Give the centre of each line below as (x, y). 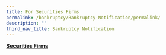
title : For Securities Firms (43, 12)
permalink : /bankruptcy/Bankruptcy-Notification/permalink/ (84, 18)
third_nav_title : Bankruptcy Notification (60, 29)
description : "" (27, 23)
